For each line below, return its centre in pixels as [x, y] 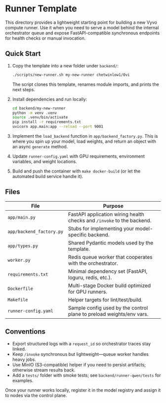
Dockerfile [20, 288]
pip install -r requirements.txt [47, 122]
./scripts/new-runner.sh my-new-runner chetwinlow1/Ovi [71, 75]
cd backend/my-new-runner [39, 108]
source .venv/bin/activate [40, 117]
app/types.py [23, 246]
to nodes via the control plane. [36, 395]
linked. [19, 349]
